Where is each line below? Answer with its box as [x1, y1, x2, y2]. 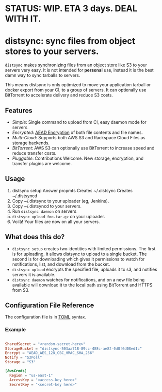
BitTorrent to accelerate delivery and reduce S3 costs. [5, 92, 113, 98]
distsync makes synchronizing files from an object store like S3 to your [5, 62, 147, 68]
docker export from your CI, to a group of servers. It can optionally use [5, 87, 146, 93]
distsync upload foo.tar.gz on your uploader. [12, 213, 105, 219]
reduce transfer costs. [12, 150, 57, 156]
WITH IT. [5, 13, 41, 24]
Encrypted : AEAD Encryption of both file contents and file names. [12, 130, 143, 135]
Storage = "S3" [5, 360, 36, 365]
